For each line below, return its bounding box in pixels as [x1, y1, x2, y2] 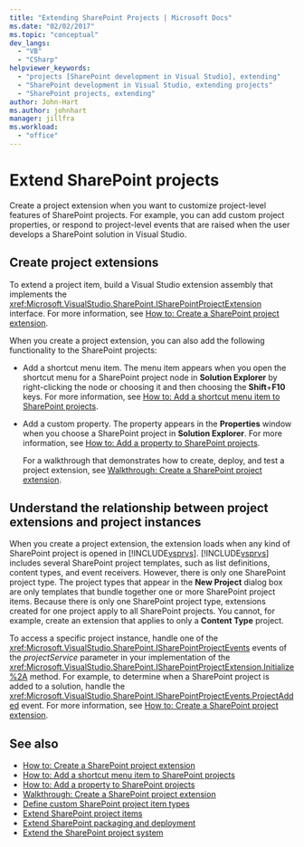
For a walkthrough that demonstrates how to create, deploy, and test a [22, 454, 285, 466]
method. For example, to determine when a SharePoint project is [29, 671, 270, 682]
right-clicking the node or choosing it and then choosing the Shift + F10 [22, 381, 286, 392]
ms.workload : [9, 123, 59, 132]
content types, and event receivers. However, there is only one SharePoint [9, 567, 287, 578]
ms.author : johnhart [9, 106, 88, 115]
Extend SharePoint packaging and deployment [22, 818, 196, 829]
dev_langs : [9, 38, 51, 48]
